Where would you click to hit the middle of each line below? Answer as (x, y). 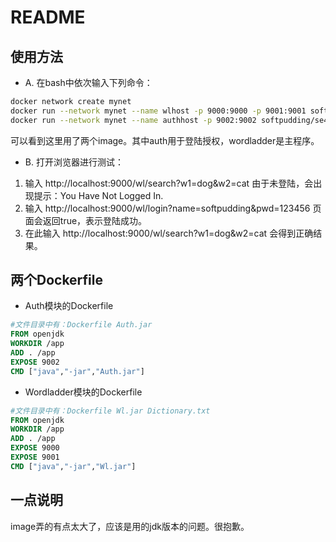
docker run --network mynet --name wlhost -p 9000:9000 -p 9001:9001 (158, 111)
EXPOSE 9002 (35, 362)
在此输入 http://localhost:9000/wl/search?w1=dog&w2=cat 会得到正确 (169, 233)
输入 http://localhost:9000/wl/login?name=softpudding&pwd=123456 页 (173, 208)
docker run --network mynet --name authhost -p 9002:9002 (133, 120)
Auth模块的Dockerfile (69, 306)
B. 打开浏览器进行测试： (74, 162)
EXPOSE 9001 (35, 457)
